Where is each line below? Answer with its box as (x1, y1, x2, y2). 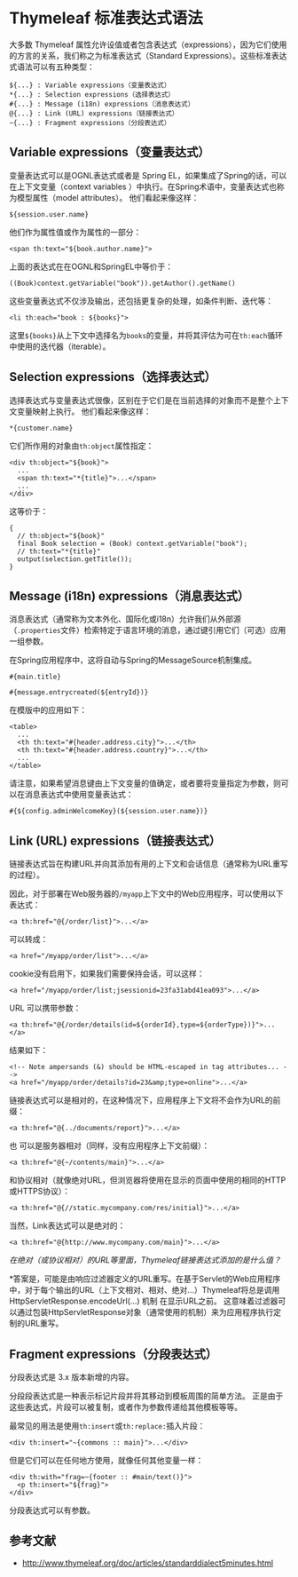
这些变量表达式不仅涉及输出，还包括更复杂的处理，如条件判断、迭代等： (9, 295, 273, 306)
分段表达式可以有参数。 (9, 1505, 95, 1515)
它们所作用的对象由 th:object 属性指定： (9, 440, 154, 451)
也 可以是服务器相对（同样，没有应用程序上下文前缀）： (9, 1140, 210, 1151)
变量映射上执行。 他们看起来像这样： (16, 406, 152, 416)
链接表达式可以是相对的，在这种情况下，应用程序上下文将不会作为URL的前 (9, 1095, 281, 1105)
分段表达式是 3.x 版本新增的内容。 (9, 1372, 134, 1382)
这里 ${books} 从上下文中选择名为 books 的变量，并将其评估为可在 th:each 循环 (9, 329, 284, 340)
